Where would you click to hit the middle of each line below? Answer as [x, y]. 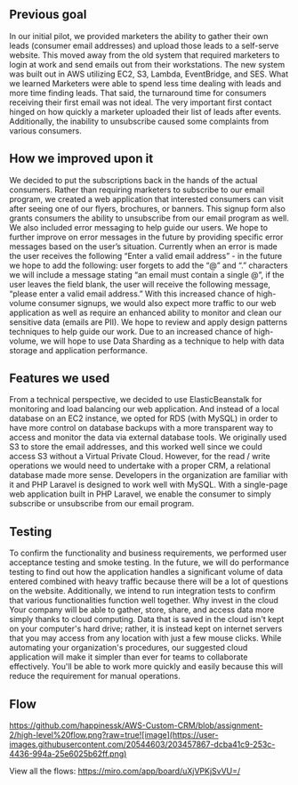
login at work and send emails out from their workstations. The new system [147, 64]
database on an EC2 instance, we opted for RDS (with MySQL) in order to [144, 418]
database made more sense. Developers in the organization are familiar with [149, 475]
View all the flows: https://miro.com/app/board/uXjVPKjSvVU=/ [125, 771]
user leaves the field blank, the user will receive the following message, [140, 284]
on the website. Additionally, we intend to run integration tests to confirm [142, 591]
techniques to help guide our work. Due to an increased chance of [130, 331]
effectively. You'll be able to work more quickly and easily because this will [146, 667]
